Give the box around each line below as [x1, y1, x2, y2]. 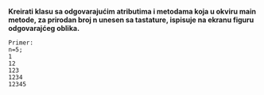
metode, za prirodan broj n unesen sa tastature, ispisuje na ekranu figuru [8, 15, 254, 25]
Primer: [8, 39, 34, 47]
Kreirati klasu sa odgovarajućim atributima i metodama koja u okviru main [8, 7, 257, 16]
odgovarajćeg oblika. [8, 24, 80, 32]
